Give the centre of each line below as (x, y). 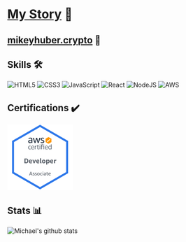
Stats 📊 (25, 210)
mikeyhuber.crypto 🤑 (54, 40)
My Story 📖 (40, 14)
